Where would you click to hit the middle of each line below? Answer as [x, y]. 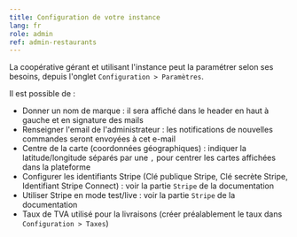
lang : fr [25, 26]
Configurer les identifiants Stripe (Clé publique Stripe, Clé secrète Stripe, [155, 177]
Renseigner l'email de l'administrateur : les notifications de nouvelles [147, 130]
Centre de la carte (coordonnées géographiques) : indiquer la [134, 149]
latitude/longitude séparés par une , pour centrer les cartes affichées [149, 158]
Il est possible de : [43, 94]
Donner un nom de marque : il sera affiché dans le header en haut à [145, 111]
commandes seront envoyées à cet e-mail [98, 139]
